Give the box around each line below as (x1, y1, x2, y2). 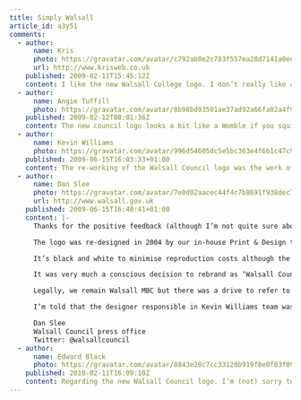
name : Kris (32, 47, 74, 56)
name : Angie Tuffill (32, 96, 110, 106)
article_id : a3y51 (9, 22, 78, 30)
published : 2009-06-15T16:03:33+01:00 (25, 154, 170, 164)
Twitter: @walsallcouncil (32, 335, 130, 344)
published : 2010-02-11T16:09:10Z (25, 369, 150, 378)
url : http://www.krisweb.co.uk (32, 64, 150, 73)
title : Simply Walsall (9, 13, 94, 22)
